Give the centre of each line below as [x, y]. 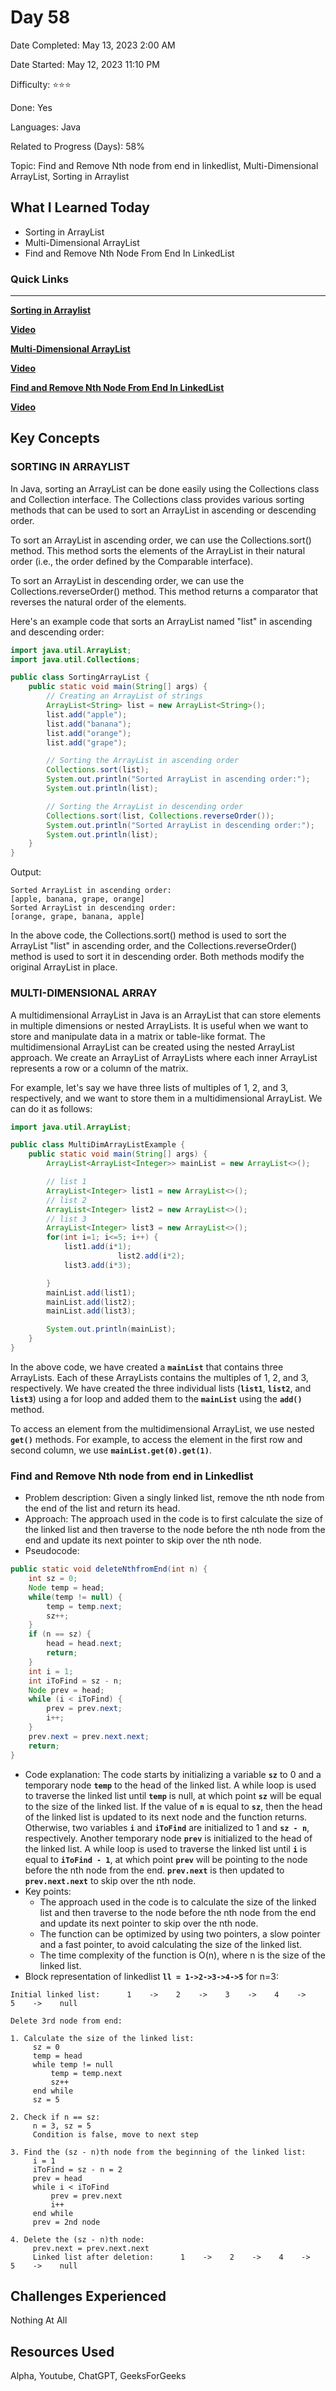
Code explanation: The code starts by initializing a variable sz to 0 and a [173, 1774]
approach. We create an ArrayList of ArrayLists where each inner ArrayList [164, 1057]
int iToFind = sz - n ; [75, 1681]
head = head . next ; [84, 1644]
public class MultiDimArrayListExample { [98, 1145]
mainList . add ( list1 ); [91, 1292]
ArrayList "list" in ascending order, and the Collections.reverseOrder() [154, 946]
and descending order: [57, 632]
